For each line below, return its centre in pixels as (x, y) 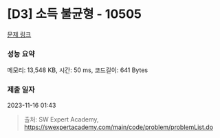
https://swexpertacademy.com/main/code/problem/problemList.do (119, 127)
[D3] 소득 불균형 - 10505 (75, 14)
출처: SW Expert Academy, (61, 119)
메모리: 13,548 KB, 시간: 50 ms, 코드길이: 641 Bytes (78, 70)
